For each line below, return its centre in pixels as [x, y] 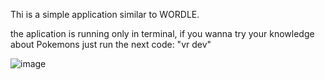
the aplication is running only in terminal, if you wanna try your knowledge [162, 33]
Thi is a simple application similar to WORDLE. [105, 14]
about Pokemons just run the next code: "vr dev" [111, 44]
